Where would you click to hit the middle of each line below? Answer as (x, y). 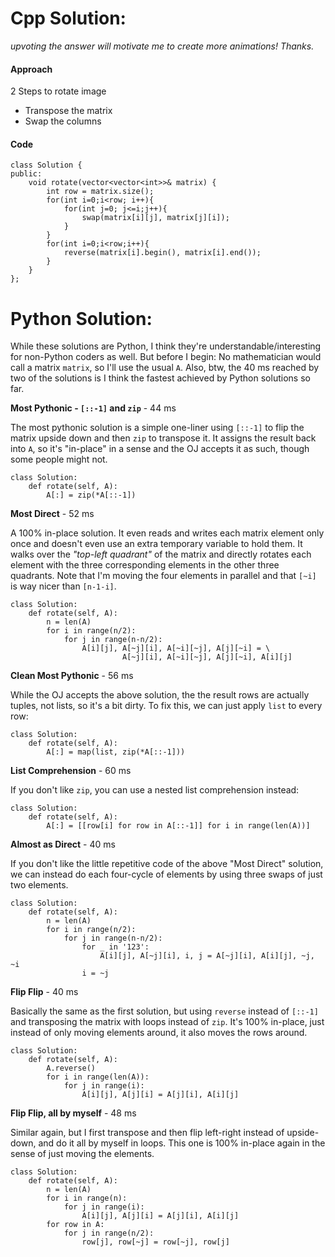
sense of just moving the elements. (82, 1154)
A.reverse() (71, 1068)
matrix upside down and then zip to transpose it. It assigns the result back (163, 438)
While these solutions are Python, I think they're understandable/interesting (166, 346)
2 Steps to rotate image (58, 91)
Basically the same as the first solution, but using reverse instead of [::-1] (164, 1011)
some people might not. (59, 459)
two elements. (39, 885)
